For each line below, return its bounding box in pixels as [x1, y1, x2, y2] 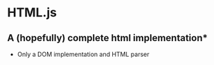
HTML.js [7, 5, 57, 21]
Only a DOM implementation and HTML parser [17, 50, 150, 58]
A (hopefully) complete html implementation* [7, 32, 208, 44]
